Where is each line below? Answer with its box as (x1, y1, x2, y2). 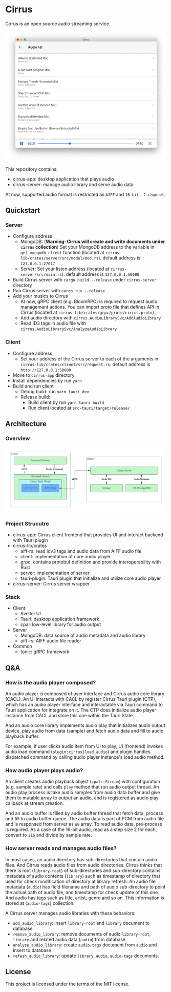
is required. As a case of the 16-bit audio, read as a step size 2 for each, (5, 826, 157, 833)
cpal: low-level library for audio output (20, 621, 101, 627)
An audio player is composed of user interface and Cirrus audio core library (5, 691, 165, 697)
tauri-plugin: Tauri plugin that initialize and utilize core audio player (20, 575, 161, 581)
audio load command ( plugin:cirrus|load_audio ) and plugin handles (5, 748, 151, 755)
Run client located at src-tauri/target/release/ (28, 404, 130, 411)
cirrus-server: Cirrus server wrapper (12, 581, 90, 586)
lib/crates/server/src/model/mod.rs (20, 256, 99, 261)
